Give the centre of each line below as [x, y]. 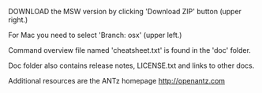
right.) [18, 20]
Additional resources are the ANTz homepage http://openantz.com [117, 81]
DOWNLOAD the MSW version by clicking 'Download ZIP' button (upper [125, 11]
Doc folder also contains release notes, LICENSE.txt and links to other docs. [131, 65]
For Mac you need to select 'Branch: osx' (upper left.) [95, 35]
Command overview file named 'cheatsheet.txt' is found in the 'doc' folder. [129, 50]
